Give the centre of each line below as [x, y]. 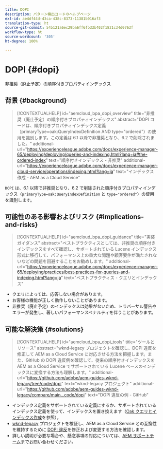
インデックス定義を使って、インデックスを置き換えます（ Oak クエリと [82, 412]
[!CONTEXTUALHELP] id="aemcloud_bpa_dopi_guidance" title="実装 [86, 237]
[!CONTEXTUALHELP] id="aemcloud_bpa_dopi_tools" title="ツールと [86, 342]
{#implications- [120, 216]
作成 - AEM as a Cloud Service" [48, 177]
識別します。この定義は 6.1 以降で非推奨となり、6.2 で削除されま [90, 137]
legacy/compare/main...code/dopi [51, 395]
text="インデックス [135, 171]
